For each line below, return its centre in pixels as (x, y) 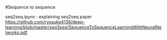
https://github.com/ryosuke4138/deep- (45, 22)
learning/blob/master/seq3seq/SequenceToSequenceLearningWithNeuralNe (83, 27)
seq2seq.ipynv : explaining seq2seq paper (48, 17)
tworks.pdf (16, 32)
